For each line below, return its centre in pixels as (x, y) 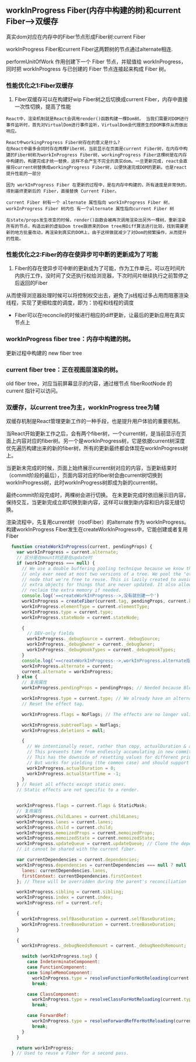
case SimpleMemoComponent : (60, 972)
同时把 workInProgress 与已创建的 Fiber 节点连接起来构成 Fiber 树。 (87, 68)
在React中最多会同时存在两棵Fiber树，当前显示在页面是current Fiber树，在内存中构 (97, 149)
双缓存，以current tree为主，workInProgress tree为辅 (83, 407)
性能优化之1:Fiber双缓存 (40, 85)
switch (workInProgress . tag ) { (60, 956)
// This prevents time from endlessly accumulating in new (100, 752)
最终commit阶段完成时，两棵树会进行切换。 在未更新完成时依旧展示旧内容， (97, 495)
